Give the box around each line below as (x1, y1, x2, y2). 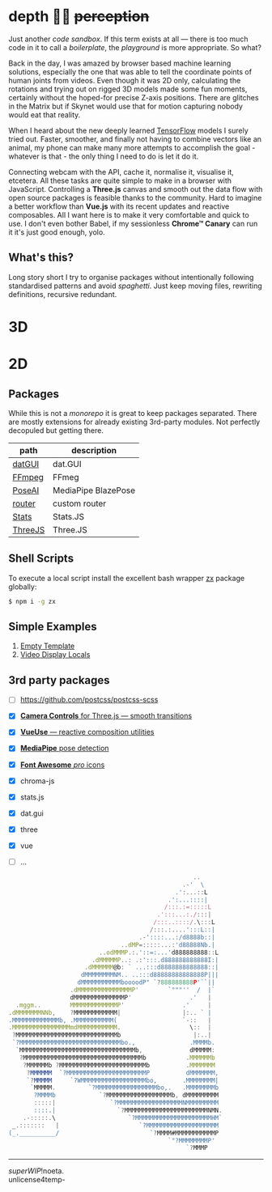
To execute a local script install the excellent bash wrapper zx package (8, 573, 245, 583)
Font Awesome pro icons (19, 760, 105, 770)
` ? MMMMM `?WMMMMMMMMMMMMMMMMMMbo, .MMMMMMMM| (26, 1076, 219, 1084)
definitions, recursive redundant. (8, 289, 117, 299)
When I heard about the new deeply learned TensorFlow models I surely (8, 125, 249, 135)
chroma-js (19, 776, 55, 786)
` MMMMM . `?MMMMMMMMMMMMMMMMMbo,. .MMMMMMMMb (29, 1084, 219, 1092)
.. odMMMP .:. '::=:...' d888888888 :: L (98, 948, 219, 957)
